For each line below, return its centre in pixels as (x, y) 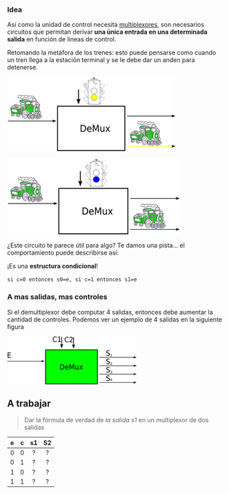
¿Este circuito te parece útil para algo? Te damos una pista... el (96, 246)
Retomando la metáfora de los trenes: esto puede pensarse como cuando (112, 52)
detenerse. (22, 68)
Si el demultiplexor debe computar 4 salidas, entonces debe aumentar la (110, 312)
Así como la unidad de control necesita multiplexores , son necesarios (106, 25)
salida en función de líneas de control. (62, 39)
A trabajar (29, 403)
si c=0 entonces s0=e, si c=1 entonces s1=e (72, 280)
